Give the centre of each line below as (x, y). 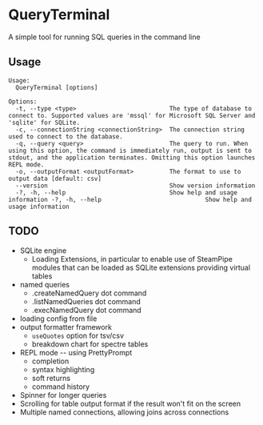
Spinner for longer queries (63, 395)
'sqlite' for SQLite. (44, 122)
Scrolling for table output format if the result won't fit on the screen (130, 403)
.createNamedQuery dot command (89, 293)
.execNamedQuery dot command (86, 310)
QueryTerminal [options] (57, 87)
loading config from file (58, 319)
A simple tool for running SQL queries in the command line (105, 37)
